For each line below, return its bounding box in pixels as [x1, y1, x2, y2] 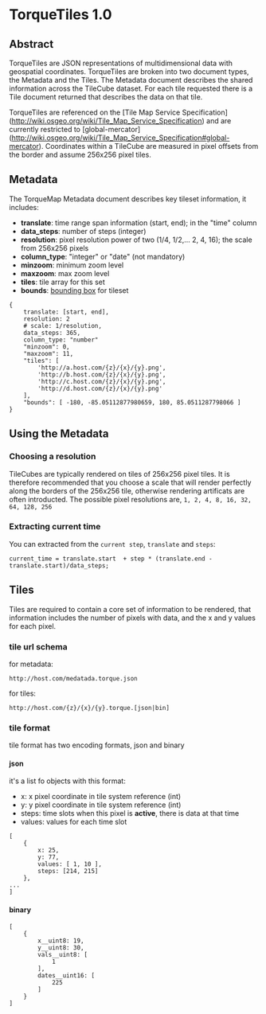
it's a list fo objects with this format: [9, 776, 126, 786]
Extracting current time [9, 521, 101, 532]
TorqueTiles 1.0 [9, 6, 112, 24]
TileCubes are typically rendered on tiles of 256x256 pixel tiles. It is [9, 469, 230, 478]
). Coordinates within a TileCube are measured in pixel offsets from [38, 142, 259, 150]
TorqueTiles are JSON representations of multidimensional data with [9, 58, 233, 68]
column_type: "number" [23, 336, 99, 344]
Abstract [9, 37, 54, 51]
